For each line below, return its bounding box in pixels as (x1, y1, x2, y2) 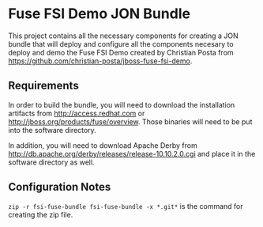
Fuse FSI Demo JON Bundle (8, 5, 191, 23)
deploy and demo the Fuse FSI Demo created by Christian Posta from (8, 47, 235, 57)
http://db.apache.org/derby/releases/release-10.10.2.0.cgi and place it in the (8, 149, 256, 158)
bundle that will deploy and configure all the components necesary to (8, 39, 235, 48)
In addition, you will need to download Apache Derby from (8, 140, 197, 150)
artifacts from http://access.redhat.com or (8, 108, 145, 118)
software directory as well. (8, 157, 95, 167)
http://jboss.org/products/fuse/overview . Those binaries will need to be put (8, 116, 253, 127)
